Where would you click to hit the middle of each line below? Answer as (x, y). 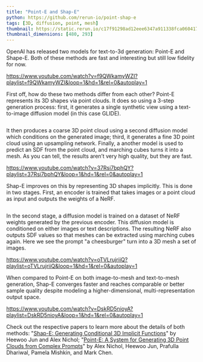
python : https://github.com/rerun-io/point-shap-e (71, 18)
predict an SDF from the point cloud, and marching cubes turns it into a (95, 150)
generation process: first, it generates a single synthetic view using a (92, 107)
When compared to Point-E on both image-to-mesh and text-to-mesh (93, 278)
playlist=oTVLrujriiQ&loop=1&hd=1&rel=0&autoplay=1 (72, 266)
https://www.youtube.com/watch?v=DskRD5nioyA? (70, 309)
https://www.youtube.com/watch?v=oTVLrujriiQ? (67, 260)
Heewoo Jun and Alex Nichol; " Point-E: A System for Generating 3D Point (98, 340)
